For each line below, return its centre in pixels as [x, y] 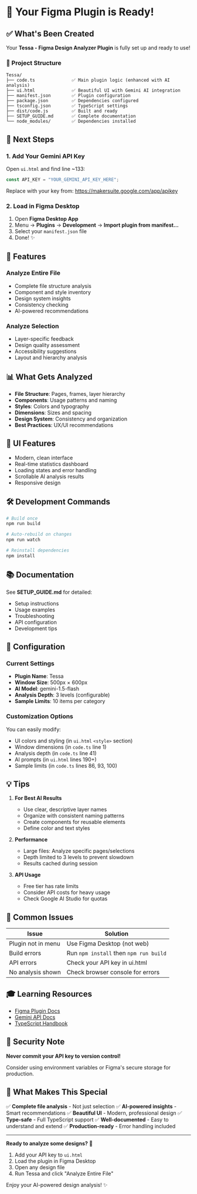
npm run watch [23, 540]
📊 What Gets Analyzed [49, 377]
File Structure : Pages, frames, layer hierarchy [70, 393]
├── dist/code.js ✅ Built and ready [62, 111]
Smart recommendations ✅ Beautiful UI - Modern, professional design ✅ [94, 1113]
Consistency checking [41, 304]
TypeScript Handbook [41, 1024]
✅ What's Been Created [50, 34]
